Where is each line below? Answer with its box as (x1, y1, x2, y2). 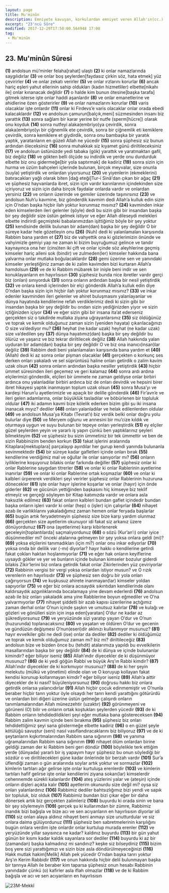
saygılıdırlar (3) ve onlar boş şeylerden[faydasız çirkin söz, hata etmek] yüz (5, 73, 161, 79)
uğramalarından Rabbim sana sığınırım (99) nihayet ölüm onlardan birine (5, 738, 155, 745)
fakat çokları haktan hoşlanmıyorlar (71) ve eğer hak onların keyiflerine (5, 551, 151, 557)
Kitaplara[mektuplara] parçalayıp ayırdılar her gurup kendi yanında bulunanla (5, 443, 164, 450)
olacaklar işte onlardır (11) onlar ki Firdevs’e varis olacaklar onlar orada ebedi (5, 105, 164, 111)
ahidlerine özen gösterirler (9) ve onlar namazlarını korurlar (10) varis (5, 100, 149, 106)
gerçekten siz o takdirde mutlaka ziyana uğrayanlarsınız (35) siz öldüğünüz (5, 314, 161, 321)
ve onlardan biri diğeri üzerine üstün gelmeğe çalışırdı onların (5, 696, 133, 702)
